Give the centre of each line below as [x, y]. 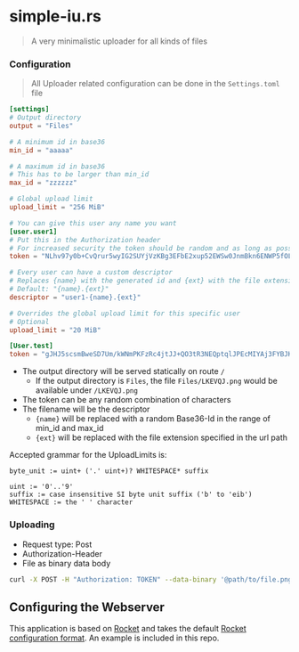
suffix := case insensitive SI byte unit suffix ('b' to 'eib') [131, 495]
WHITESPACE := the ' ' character [71, 502]
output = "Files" [41, 126]
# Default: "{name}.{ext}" [59, 289]
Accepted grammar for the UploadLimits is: [88, 455]
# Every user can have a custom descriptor [91, 273]
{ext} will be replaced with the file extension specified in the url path [161, 437]
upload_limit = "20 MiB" [55, 330]
